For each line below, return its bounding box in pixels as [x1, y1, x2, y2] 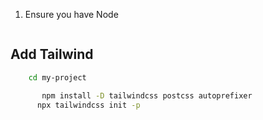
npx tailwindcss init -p [36, 100, 141, 110]
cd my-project [28, 72, 87, 83]
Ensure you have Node [24, 9, 119, 20]
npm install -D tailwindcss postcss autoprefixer [41, 90, 253, 101]
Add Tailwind [10, 46, 94, 63]
